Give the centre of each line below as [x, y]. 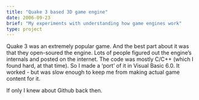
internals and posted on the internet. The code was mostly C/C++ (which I [100, 59]
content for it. [24, 79]
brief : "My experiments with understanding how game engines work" [94, 23]
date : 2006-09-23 [28, 18]
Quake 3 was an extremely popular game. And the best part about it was [98, 46]
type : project [24, 29]
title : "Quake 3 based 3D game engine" [57, 12]
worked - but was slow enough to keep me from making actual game [93, 72]
